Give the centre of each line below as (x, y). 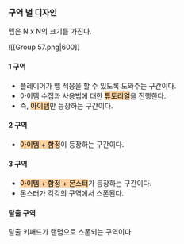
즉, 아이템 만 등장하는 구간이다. (66, 106)
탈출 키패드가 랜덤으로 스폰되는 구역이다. (71, 232)
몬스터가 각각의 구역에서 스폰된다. (72, 193)
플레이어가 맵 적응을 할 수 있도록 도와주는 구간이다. (98, 86)
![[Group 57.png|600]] (44, 47)
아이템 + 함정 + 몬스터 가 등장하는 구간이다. (86, 183)
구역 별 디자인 (33, 12)
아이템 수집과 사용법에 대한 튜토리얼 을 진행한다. (93, 95)
